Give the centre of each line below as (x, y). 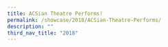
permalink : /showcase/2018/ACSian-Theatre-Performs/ (84, 20)
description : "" (30, 26)
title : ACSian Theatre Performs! (55, 13)
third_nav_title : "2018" (43, 33)
